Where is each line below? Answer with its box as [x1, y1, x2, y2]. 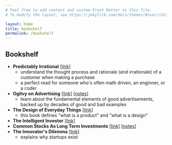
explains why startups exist [20, 134, 78, 140]
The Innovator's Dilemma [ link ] [12, 128, 80, 134]
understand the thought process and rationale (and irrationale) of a [20, 68, 162, 75]
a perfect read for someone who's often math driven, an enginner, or [20, 80, 165, 86]
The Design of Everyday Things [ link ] [12, 107, 93, 113]
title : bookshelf [5, 26, 42, 31]
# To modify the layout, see [5, 12, 68, 17]
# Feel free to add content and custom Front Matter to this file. [5, 7, 153, 13]
